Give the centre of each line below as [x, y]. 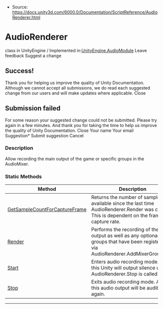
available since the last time [123, 203]
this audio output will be [118, 288]
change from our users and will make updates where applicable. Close [75, 93]
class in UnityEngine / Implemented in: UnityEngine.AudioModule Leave [76, 50]
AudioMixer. [17, 164]
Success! [19, 71]
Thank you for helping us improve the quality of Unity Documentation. [75, 83]
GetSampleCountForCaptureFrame [47, 210]
